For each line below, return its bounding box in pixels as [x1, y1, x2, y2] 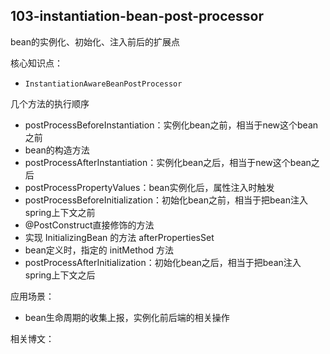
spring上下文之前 [24, 206, 96, 218]
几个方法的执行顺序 [10, 97, 90, 109]
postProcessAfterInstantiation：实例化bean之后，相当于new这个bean [24, 156, 312, 168]
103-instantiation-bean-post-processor [10, 8, 264, 25]
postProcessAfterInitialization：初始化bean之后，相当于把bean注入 [24, 256, 302, 268]
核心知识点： [10, 57, 63, 69]
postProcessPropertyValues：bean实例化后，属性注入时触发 [24, 181, 275, 193]
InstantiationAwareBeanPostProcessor [24, 79, 183, 89]
